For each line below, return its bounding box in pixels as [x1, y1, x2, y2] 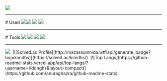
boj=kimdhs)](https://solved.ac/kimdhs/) [5, 55, 88, 60]
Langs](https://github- [103, 55, 150, 60]
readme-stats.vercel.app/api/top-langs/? [5, 60, 88, 66]
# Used [5, 19, 20, 25]
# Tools [5, 34, 21, 40]
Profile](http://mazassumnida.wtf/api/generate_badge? [38, 49, 151, 55]
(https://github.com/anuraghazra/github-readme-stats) [5, 71, 118, 76]
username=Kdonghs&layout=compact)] [5, 65, 86, 71]
